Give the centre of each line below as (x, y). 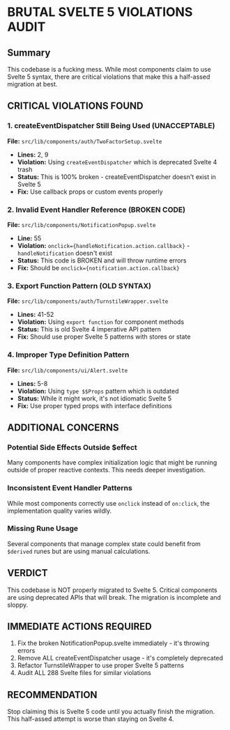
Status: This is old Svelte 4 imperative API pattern (89, 329)
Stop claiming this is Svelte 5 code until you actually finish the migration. (111, 712)
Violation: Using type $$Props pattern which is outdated (98, 391)
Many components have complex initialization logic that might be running (112, 463)
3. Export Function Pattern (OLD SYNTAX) (79, 286)
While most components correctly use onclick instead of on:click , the (109, 503)
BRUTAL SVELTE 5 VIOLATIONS (100, 12)
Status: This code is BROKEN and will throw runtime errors (102, 260)
